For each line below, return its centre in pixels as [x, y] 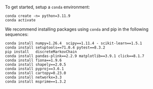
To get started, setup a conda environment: [48, 7]
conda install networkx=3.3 [34, 77]
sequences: [17, 34]
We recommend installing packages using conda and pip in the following [77, 29]
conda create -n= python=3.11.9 [38, 16]
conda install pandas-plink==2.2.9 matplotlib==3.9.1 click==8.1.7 [75, 56]
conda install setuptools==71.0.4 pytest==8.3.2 [55, 48]
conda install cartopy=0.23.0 [36, 73]
